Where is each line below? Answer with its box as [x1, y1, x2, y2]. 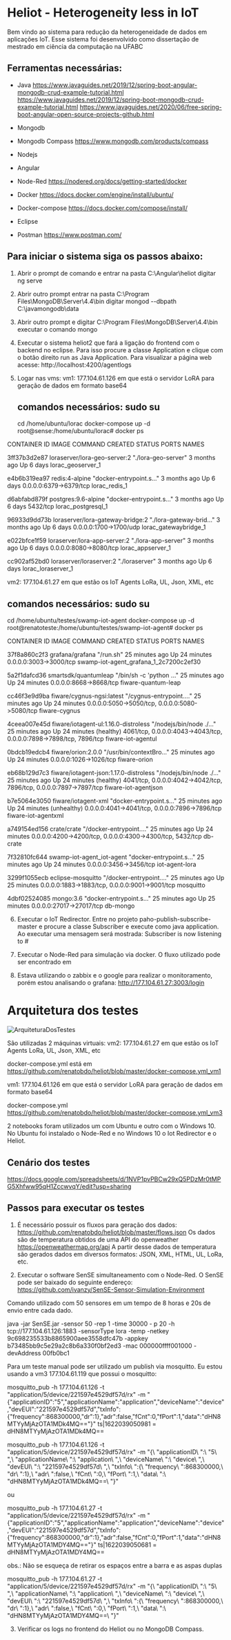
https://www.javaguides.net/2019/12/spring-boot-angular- [32, 81, 198, 89]
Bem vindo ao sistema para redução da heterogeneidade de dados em [7, 28, 208, 36]
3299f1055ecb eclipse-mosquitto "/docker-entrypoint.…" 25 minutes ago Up [7, 874, 225, 882]
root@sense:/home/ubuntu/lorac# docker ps [17, 427, 144, 435]
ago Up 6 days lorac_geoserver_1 [7, 461, 101, 469]
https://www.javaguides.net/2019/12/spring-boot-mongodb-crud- [17, 95, 205, 104]
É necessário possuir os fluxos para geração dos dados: [17, 1221, 177, 1229]
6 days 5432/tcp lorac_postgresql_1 [7, 502, 108, 511]
